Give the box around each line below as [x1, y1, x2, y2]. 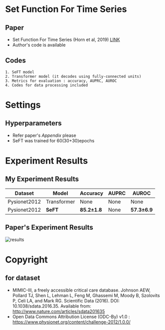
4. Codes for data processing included [5, 82, 88, 88]
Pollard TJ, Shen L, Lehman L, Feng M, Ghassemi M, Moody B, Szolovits [12, 292, 161, 298]
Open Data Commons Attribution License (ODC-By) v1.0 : [12, 314, 130, 320]
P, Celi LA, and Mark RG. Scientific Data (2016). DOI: [12, 298, 120, 304]
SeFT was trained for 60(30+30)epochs [12, 137, 95, 143]
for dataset [5, 274, 40, 283]
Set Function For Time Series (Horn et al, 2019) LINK [12, 36, 120, 42]
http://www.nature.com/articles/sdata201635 [12, 308, 105, 314]
